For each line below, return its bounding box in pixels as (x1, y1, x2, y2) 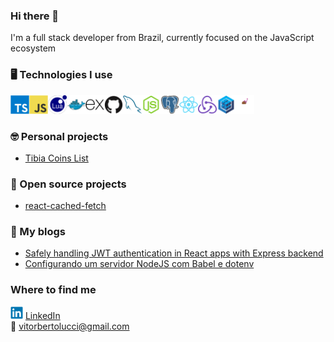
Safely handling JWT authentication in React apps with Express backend (24, 247, 324, 259)
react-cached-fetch (24, 200, 107, 212)
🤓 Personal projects (10, 129, 109, 143)
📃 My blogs (10, 225, 67, 239)
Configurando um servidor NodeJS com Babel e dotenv (24, 258, 255, 270)
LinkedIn (24, 309, 61, 321)
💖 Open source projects (10, 177, 127, 191)
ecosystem (10, 42, 57, 54)
